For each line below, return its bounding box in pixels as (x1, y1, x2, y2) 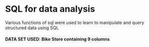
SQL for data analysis (5, 3, 95, 15)
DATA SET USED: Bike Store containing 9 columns (5, 36, 110, 42)
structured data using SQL (5, 24, 59, 30)
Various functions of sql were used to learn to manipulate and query (5, 20, 145, 25)
